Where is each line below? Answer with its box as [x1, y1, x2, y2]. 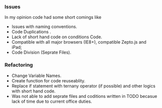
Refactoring [4, 62, 33, 68]
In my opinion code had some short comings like [4, 15, 101, 20]
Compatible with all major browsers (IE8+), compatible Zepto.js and [11, 39, 146, 45]
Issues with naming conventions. [11, 24, 77, 30]
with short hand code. [11, 88, 56, 94]
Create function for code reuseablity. [11, 77, 86, 83]
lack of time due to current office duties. [11, 98, 93, 104]
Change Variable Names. [11, 73, 62, 78]
